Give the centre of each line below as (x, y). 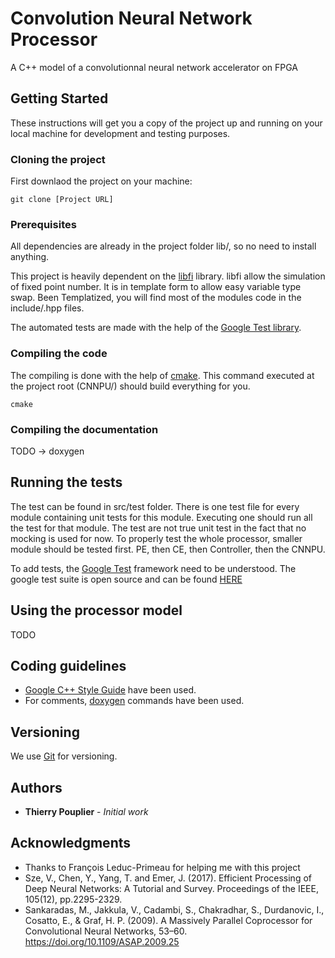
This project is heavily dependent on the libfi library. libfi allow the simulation (168, 276)
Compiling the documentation (84, 429)
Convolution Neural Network (131, 18)
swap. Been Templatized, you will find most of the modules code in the (156, 298)
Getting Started (59, 98)
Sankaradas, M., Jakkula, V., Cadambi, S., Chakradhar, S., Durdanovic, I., (174, 909)
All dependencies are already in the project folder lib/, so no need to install (163, 246)
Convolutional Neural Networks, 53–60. (106, 931)
